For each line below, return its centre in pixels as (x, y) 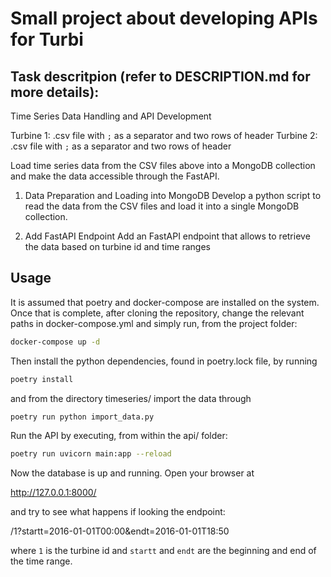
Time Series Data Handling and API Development (111, 116)
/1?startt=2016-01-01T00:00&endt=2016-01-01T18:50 (120, 531)
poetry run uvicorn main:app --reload (91, 454)
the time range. (41, 561)
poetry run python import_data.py (82, 417)
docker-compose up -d (55, 342)
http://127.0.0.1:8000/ (53, 493)
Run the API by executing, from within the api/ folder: (119, 436)
